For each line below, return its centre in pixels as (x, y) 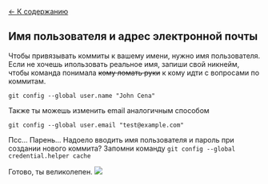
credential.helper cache (50, 156)
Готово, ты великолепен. (51, 171)
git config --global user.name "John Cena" (82, 96)
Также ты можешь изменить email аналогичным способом (109, 110)
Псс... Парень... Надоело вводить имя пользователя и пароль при (121, 139)
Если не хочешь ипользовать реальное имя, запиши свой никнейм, (124, 64)
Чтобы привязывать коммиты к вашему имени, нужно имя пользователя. (134, 56)
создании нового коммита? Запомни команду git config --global (122, 148)
